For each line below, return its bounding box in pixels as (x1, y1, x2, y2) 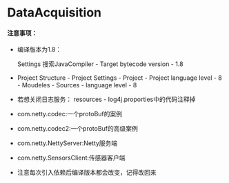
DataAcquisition (7, 5, 102, 21)
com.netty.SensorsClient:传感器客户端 (17, 153, 126, 162)
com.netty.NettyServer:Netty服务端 (17, 139, 118, 147)
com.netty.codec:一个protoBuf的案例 (17, 110, 123, 118)
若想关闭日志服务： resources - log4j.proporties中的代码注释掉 (17, 95, 196, 104)
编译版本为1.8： (17, 45, 62, 54)
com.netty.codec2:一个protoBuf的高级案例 (17, 125, 138, 133)
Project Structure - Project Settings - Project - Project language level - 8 (17, 74, 223, 82)
